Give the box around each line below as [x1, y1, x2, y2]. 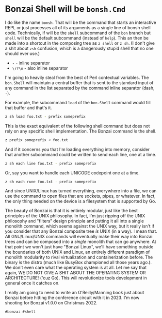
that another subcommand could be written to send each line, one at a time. [5, 151, 157, 157]
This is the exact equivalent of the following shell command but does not [5, 123, 150, 129]
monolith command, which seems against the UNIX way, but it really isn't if [5, 223, 154, 229]
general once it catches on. [5, 280, 60, 286]
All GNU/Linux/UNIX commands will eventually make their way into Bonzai [5, 234, 153, 240]
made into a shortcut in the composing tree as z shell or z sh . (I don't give [5, 40, 155, 46]
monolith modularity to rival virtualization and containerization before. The [5, 254, 153, 260]
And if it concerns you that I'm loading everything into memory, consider [5, 146, 150, 152]
